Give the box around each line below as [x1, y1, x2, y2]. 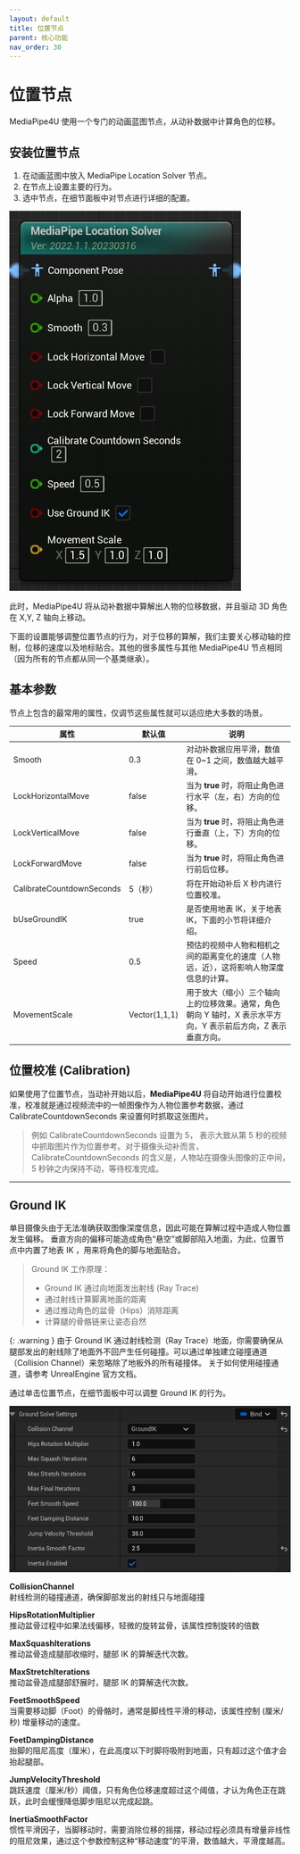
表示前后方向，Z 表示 [209, 1020, 287, 1031]
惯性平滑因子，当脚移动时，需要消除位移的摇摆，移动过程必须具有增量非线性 [9, 1824, 291, 1834]
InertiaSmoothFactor [9, 1813, 88, 1825]
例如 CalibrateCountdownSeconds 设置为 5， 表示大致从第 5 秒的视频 [30, 1129, 287, 1140]
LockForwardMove [12, 858, 82, 869]
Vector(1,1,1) [129, 1009, 179, 1019]
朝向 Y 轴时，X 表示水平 [186, 1010, 274, 1020]
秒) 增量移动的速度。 [9, 1717, 86, 1727]
